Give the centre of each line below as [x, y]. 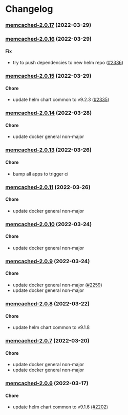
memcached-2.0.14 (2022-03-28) [49, 113]
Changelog [29, 9]
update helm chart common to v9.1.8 [51, 327]
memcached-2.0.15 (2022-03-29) [48, 76]
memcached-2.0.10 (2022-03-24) [49, 224]
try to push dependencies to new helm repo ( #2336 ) [68, 63]
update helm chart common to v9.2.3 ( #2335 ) [61, 100]
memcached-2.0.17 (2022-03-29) [48, 25]
